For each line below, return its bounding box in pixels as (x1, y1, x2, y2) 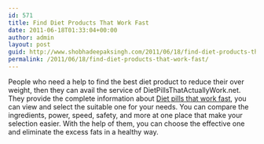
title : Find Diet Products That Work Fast (8, 19, 149, 27)
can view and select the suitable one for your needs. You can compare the (8, 102, 249, 111)
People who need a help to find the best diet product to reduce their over (8, 76, 245, 87)
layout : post (8, 41, 51, 49)
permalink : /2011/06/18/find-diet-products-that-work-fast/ (8, 56, 210, 64)
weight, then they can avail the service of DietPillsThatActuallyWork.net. (8, 85, 241, 94)
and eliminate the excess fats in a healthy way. (8, 127, 159, 136)
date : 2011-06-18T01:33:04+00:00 (8, 26, 118, 34)
